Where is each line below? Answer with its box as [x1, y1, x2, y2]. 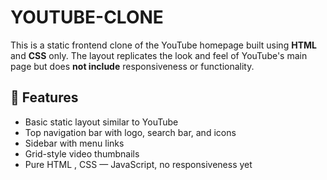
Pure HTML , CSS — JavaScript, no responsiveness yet [24, 158, 253, 170]
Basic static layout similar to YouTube [24, 116, 179, 128]
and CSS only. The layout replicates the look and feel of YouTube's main [10, 49, 308, 61]
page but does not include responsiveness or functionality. [10, 60, 255, 72]
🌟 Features [10, 89, 79, 106]
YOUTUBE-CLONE [10, 6, 164, 29]
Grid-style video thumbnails [24, 147, 140, 160]
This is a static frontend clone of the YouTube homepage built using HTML [10, 39, 317, 51]
